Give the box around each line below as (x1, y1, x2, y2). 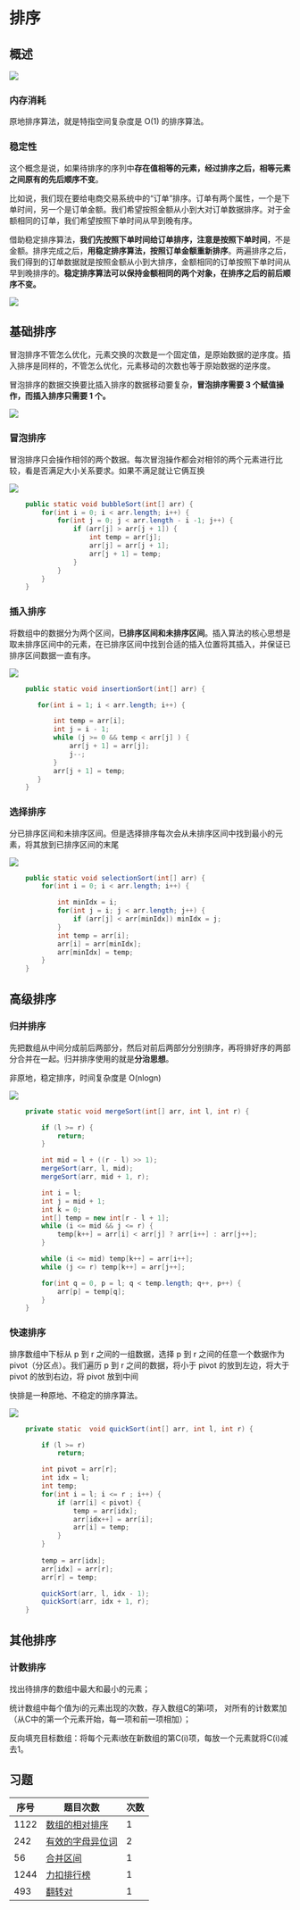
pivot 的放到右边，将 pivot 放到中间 (9, 1371, 138, 1381)
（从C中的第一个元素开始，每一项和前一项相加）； (9, 1714, 192, 1724)
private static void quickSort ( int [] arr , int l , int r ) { (25, 1424, 254, 1433)
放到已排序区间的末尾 (39, 838, 119, 849)
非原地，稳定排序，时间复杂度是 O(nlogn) (9, 1072, 162, 1083)
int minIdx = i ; (56, 898, 118, 907)
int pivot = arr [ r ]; (41, 1465, 118, 1474)
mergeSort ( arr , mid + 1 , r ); (41, 1172, 150, 1181)
